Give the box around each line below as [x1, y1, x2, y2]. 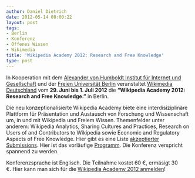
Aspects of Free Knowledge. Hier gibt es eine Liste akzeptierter [6, 135, 160, 142]
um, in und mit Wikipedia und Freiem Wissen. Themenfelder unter [6, 116, 165, 123]
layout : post [6, 19, 38, 25]
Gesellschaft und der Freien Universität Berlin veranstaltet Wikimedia [6, 80, 173, 87]
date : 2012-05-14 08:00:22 [6, 14, 72, 20]
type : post [6, 58, 33, 63]
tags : [6, 25, 19, 31]
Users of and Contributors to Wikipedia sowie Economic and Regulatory [6, 129, 180, 136]
